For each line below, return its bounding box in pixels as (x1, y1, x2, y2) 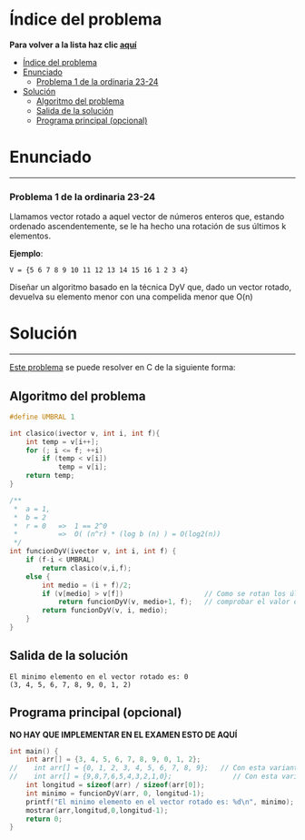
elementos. (9, 230, 52, 241)
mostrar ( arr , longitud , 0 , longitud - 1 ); (25, 805, 169, 815)
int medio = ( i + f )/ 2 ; (42, 581, 132, 590)
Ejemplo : (9, 248, 44, 259)
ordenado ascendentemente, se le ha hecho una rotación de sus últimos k (9, 221, 287, 232)
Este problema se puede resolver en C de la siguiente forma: (9, 362, 236, 373)
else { (25, 572, 51, 582)
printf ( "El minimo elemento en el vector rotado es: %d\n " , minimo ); (25, 797, 295, 806)
